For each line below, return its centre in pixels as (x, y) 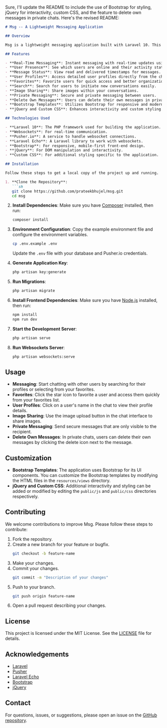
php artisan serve (31, 338)
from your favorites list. (36, 400)
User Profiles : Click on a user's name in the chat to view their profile (83, 405)
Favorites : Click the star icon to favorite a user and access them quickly (86, 395)
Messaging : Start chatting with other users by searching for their (79, 384)
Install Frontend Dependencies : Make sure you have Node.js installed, (85, 300)
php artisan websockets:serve (44, 357)
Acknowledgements (37, 654)
